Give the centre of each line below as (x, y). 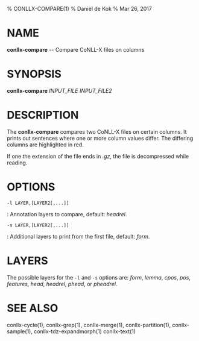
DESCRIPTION (43, 115)
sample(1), (20, 331)
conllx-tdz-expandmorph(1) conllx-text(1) (85, 331)
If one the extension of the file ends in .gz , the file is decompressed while (98, 156)
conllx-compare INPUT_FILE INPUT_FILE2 (59, 90)
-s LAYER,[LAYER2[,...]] (38, 225)
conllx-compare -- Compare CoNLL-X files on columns (76, 49)
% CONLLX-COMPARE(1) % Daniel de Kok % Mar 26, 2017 (80, 9)
